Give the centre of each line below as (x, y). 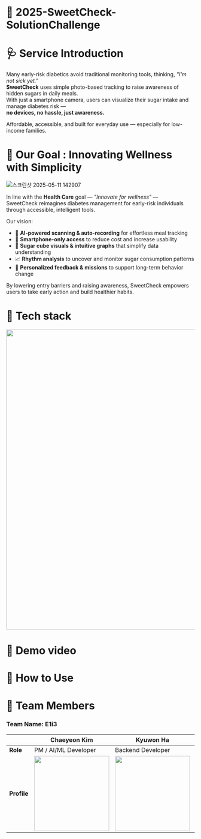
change (24, 274)
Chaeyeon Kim (72, 739)
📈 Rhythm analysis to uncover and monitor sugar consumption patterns (104, 259)
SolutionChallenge (53, 25)
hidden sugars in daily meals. (42, 94)
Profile (19, 793)
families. (36, 131)
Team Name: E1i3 (32, 724)
